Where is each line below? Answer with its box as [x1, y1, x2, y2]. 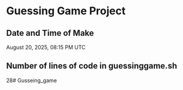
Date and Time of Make [6, 28, 94, 38]
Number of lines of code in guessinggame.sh [6, 61, 178, 71]
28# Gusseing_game [6, 76, 57, 84]
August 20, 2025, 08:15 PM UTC [6, 44, 86, 51]
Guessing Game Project [6, 4, 126, 18]
